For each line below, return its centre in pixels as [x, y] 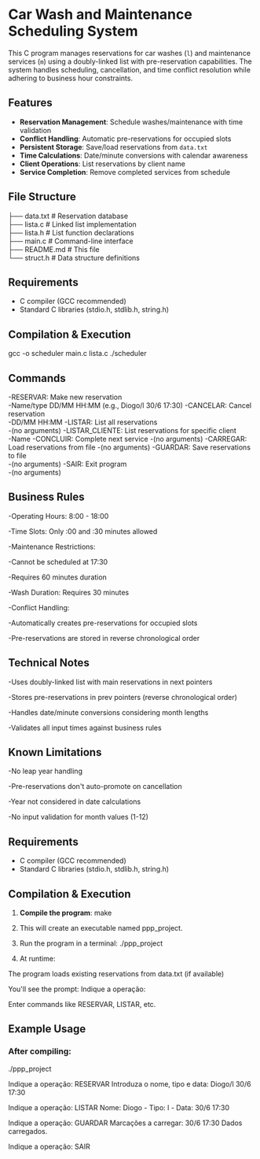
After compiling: [40, 1051]
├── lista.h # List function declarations [71, 232]
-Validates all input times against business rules [85, 728]
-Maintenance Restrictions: [52, 546]
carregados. [28, 1131]
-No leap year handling [45, 771]
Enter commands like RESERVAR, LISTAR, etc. [82, 1005]
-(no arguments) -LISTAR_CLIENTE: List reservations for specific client [123, 430]
